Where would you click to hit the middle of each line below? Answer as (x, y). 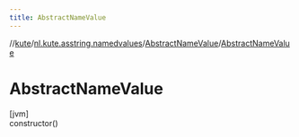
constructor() (34, 123)
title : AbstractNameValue (57, 17)
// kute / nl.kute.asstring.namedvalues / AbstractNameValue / (115, 43)
